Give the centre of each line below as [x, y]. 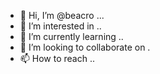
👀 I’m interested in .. [60, 26]
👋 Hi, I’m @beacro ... [62, 15]
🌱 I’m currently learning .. [71, 36]
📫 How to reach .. [57, 58]
